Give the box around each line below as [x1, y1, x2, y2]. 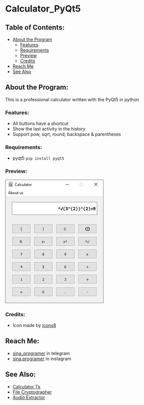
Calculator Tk [12, 383, 41, 389]
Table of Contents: [5, 23, 65, 32]
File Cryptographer [12, 389, 52, 395]
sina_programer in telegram [12, 350, 70, 356]
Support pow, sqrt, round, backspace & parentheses [12, 131, 121, 138]
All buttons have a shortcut [12, 120, 69, 126]
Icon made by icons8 [12, 322, 56, 328]
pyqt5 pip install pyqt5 [12, 155, 64, 161]
